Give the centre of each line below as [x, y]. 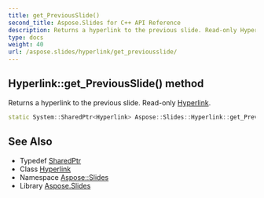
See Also [30, 142]
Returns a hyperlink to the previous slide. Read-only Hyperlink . [110, 102]
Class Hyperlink [45, 169]
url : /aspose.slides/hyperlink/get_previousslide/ [93, 52]
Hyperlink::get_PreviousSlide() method [106, 84]
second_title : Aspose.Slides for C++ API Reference [94, 23]
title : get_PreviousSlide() [54, 15]
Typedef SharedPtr [50, 160]
